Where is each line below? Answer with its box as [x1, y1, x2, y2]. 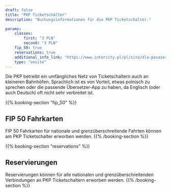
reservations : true [14, 50, 56, 55]
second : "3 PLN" [23, 40, 58, 46]
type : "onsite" [14, 59, 47, 64]
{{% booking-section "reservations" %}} [5, 143, 91, 150]
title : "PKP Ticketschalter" [5, 12, 67, 17]
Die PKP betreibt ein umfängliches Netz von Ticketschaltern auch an [5, 74, 149, 80]
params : [5, 26, 22, 31]
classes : [14, 31, 33, 36]
